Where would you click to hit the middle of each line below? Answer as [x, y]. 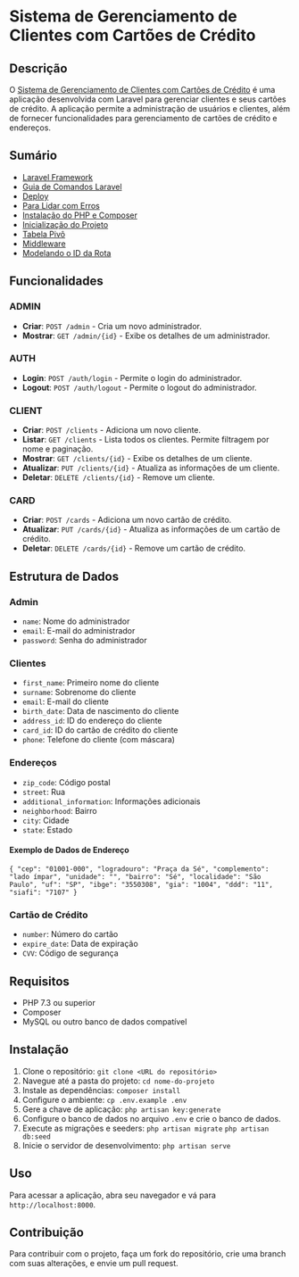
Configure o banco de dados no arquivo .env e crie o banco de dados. [151, 1118]
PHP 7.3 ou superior [58, 1002]
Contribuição [47, 1232]
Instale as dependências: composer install [101, 1090]
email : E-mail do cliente [65, 701]
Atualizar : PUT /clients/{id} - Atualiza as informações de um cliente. [151, 468]
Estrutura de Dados [64, 576]
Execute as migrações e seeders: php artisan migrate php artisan [145, 1128]
